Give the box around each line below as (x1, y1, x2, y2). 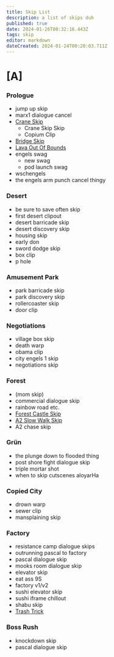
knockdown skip (15, 637, 57, 644)
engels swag (15, 150, 48, 158)
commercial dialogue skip (15, 397, 80, 404)
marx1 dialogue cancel (15, 111, 72, 119)
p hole (15, 257, 32, 265)
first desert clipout (15, 212, 62, 219)
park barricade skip (15, 287, 65, 294)
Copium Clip (24, 131, 56, 138)
